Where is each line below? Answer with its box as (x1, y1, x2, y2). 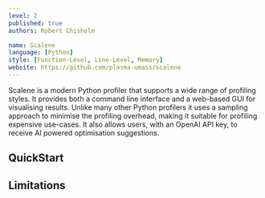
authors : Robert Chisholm (8, 26, 95, 34)
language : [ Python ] (8, 49, 74, 57)
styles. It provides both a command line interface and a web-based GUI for (8, 94, 256, 103)
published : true (8, 19, 63, 27)
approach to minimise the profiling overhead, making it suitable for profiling (8, 111, 258, 120)
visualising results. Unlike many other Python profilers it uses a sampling (8, 102, 248, 112)
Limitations (8, 178, 66, 192)
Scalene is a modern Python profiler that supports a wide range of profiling (8, 85, 257, 95)
